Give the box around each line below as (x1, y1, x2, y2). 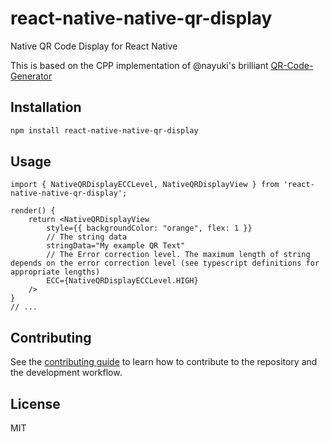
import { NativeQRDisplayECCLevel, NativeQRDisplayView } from (10, 180, 280, 190)
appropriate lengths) (10, 267, 101, 277)
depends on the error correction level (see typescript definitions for (10, 258, 320, 269)
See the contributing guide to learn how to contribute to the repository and (10, 356, 318, 368)
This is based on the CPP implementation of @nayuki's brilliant (10, 59, 269, 71)
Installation (10, 99, 82, 116)
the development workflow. (10, 367, 123, 379)
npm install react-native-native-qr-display (10, 125, 199, 136)
